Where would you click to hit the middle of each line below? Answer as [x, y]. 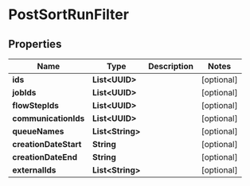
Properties [35, 44]
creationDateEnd [45, 157]
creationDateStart [47, 144]
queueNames [38, 131]
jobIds [24, 93]
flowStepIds [36, 105]
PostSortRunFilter [69, 15]
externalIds [34, 170]
